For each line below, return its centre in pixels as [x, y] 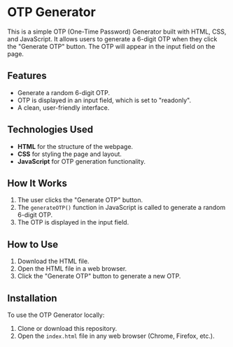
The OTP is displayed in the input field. [73, 222]
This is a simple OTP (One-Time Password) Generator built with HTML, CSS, [117, 31]
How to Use [33, 245]
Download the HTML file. [53, 261]
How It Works [37, 183]
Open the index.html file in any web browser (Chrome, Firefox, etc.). [116, 336]
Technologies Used [50, 130]
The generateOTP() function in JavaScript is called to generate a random [121, 208]
